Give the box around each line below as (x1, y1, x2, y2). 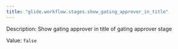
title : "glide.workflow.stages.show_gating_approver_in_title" (6, 8, 169, 15)
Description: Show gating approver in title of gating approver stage (6, 25, 172, 32)
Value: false (6, 36, 37, 44)
